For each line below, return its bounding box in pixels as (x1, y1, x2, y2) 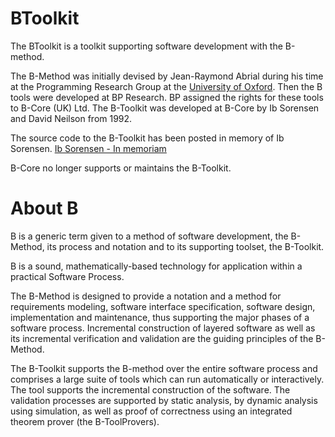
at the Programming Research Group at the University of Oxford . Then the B (10, 80, 323, 92)
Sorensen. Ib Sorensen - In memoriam (10, 142, 167, 154)
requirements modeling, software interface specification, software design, (10, 300, 316, 312)
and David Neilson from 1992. (10, 112, 133, 124)
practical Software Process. (10, 270, 125, 282)
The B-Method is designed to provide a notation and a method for (10, 290, 282, 302)
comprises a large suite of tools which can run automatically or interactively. (10, 373, 325, 385)
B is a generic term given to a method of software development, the (10, 230, 289, 242)
